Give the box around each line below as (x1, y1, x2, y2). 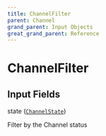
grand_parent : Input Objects (7, 23, 93, 30)
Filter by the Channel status (7, 120, 88, 129)
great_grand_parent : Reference (7, 30, 100, 37)
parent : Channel (7, 17, 55, 24)
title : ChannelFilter (7, 10, 71, 18)
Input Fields (7, 88, 61, 100)
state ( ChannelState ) (7, 107, 66, 116)
